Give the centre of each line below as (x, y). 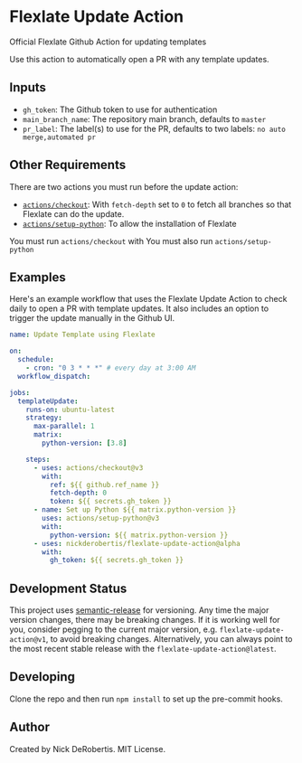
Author (29, 727)
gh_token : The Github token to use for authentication (120, 109)
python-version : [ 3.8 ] (85, 443)
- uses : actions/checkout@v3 (88, 467)
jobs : (19, 392)
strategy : (44, 418)
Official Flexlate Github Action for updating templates (108, 42)
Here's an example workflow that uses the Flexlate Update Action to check (148, 299)
